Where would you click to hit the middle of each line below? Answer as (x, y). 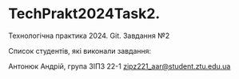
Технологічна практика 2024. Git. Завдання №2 (89, 36)
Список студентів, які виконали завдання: (80, 51)
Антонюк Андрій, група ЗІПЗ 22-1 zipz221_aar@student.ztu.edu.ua (119, 66)
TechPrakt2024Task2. (84, 14)
